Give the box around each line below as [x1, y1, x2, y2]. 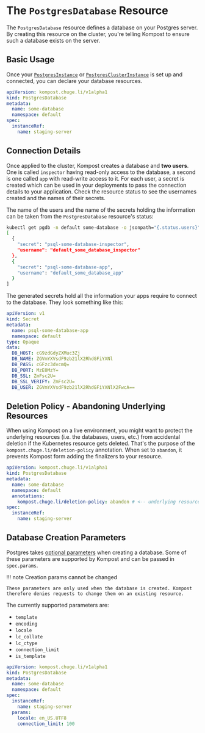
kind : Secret [6, 316, 40, 322]
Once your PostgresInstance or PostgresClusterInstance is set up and [6, 71, 183, 78]
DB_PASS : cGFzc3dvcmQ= [12, 361, 70, 368]
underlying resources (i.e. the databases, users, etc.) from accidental [6, 433, 181, 441]
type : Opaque [6, 339, 40, 345]
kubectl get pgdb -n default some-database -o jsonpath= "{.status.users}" [6, 224, 201, 231]
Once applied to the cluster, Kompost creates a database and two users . [6, 162, 189, 169]
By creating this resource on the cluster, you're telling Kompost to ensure [6, 30, 190, 37]
